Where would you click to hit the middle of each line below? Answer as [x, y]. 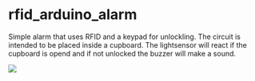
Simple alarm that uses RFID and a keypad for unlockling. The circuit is [125, 37]
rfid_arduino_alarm [73, 15]
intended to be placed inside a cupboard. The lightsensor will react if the [128, 44]
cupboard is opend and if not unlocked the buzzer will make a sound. [122, 53]
